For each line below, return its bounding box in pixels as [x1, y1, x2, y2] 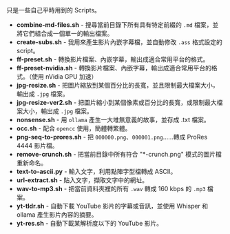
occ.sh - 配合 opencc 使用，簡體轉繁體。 [16, 124, 132, 133]
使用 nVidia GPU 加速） [31, 72, 98, 81]
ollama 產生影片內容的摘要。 [16, 211, 98, 219]
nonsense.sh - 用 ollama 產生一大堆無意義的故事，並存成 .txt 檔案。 [16, 116, 211, 124]
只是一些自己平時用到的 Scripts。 [6, 6, 101, 14]
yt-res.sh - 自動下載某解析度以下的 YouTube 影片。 [16, 220, 163, 227]
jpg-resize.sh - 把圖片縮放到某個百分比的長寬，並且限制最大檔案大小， [16, 81, 219, 89]
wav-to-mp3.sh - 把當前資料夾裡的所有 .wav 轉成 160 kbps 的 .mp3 [16, 185, 206, 193]
